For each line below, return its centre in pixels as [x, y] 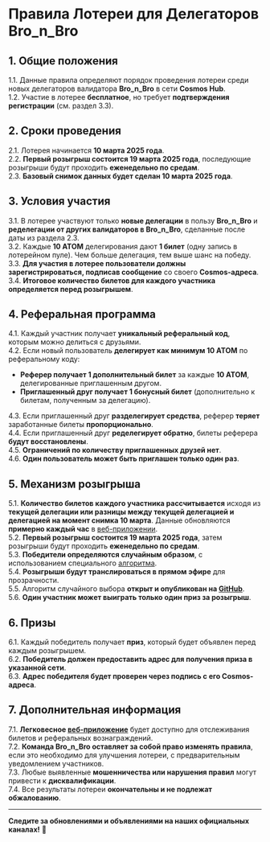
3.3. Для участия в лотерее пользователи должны [97, 263]
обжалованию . [35, 798]
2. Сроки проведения [65, 131]
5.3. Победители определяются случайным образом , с [106, 555]
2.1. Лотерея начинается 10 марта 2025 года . [86, 150]
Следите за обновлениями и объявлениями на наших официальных [129, 820]
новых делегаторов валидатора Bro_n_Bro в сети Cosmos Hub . [117, 88]
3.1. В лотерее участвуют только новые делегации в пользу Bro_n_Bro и [133, 220]
